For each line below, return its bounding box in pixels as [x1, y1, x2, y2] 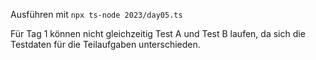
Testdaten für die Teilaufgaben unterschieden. [10, 39, 201, 50]
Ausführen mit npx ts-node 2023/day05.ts [10, 9, 183, 20]
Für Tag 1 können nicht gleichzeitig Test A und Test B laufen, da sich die [10, 28, 306, 39]
